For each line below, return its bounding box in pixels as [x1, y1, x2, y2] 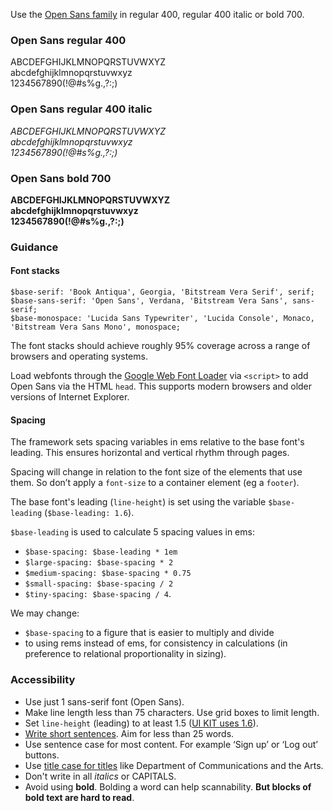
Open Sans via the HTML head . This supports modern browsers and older [10, 380, 313, 393]
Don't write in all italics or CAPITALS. [24, 770, 177, 782]
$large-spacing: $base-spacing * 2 [24, 558, 174, 568]
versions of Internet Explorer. [10, 391, 130, 403]
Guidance [10, 240, 59, 254]
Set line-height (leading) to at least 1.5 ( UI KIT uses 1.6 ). [24, 717, 259, 729]
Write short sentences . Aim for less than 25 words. [24, 727, 235, 739]
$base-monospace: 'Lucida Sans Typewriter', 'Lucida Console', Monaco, [10, 314, 315, 324]
